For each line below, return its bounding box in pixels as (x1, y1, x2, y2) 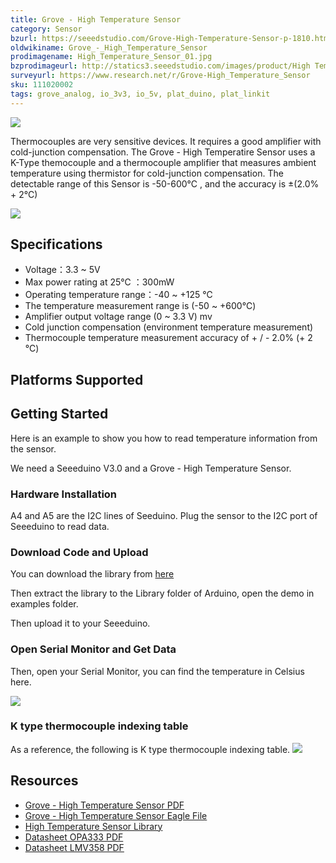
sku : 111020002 (10, 80, 74, 90)
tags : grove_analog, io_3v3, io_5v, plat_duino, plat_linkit (10, 89, 271, 99)
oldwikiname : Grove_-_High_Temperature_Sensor (10, 42, 208, 53)
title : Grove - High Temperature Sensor (10, 14, 182, 25)
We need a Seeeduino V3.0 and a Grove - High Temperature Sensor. (10, 462, 292, 474)
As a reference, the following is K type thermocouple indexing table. (10, 743, 291, 755)
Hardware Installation (10, 487, 118, 501)
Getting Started (10, 406, 109, 423)
